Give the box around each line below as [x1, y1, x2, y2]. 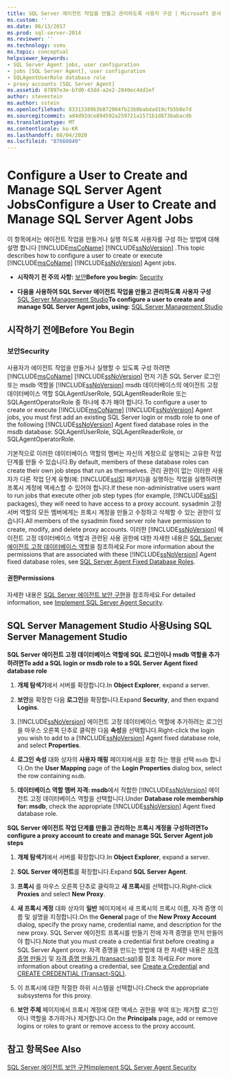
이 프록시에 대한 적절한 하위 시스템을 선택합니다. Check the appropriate [16, 983, 209, 991]
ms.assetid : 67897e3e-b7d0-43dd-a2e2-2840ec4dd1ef [7, 87, 155, 94]
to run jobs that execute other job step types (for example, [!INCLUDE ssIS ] [7, 491, 218, 499]
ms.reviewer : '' [7, 36, 54, 43]
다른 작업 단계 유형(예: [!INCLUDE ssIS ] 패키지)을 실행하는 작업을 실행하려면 [19, 475, 222, 483]
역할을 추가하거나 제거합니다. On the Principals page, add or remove [30, 1014, 218, 1022]
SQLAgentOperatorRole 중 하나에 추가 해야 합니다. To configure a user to [7, 398, 207, 406]
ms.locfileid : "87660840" [7, 138, 81, 145]
